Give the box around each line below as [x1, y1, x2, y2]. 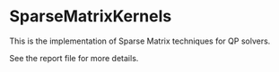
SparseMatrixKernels [9, 6, 172, 27]
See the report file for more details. [9, 52, 139, 63]
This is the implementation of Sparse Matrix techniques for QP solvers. [9, 36, 271, 46]
